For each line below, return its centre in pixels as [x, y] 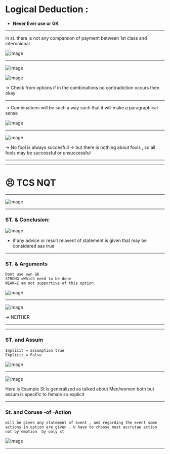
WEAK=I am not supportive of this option [50, 283]
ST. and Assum [24, 340]
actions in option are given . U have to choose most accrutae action [81, 427]
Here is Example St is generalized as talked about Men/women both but [80, 389]
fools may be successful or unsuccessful [48, 153]
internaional [18, 43]
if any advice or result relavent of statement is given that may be [79, 240]
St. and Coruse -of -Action [38, 412]
